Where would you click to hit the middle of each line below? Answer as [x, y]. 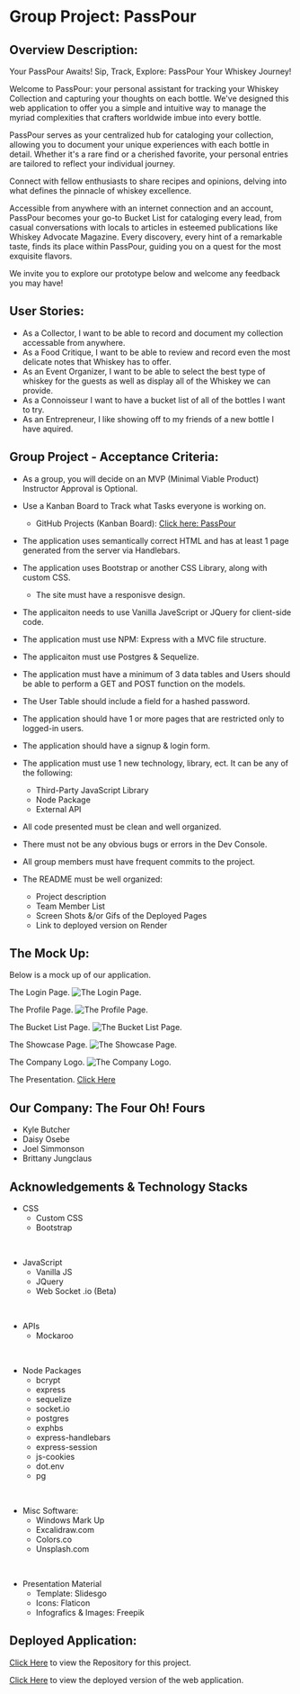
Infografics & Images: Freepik [90, 1613]
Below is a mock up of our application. [80, 975]
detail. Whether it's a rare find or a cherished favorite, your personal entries [149, 154]
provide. [38, 390]
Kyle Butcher [46, 1130]
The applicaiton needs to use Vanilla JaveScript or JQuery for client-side [157, 612]
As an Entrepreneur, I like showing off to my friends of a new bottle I [148, 419]
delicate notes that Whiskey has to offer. [97, 361]
